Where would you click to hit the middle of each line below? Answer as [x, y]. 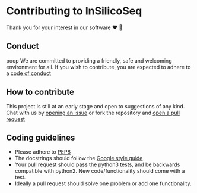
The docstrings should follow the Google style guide [79, 158]
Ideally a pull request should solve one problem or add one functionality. [103, 183]
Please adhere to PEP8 [43, 152]
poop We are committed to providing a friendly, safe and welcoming [89, 60]
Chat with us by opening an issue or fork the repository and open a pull [93, 113]
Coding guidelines [41, 137]
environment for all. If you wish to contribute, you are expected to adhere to [99, 67]
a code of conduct [29, 73]
